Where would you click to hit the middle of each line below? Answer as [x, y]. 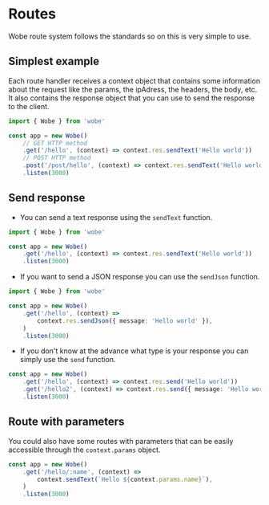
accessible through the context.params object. [84, 450]
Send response [47, 198]
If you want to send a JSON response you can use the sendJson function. [140, 277]
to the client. [29, 106]
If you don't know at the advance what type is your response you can [134, 351]
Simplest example [54, 61]
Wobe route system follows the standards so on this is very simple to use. [130, 36]
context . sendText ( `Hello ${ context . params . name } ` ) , [125, 479]
